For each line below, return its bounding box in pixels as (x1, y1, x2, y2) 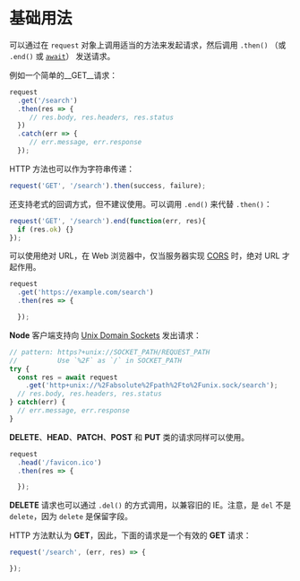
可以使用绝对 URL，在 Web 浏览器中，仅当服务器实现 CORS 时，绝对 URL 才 (9, 250, 291, 261)
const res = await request (17, 373, 118, 382)
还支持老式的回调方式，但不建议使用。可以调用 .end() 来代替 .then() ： (9, 198, 272, 209)
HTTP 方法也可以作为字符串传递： (9, 163, 135, 174)
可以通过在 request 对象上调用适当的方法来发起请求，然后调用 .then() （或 (9, 39, 287, 50)
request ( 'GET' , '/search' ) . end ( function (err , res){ (9, 216, 206, 225)
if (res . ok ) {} (17, 225, 74, 234)
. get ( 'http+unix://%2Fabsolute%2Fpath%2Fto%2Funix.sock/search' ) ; (25, 381, 279, 390)
